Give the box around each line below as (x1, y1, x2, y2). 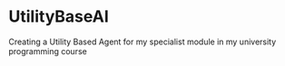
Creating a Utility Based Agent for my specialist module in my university (8, 36, 277, 47)
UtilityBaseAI (8, 6, 110, 27)
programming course (8, 45, 87, 56)
